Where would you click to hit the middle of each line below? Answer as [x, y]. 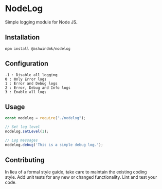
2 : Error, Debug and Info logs [38, 88]
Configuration [27, 64]
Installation [22, 37]
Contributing [25, 160]
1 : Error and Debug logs [31, 84]
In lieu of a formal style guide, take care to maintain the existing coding [76, 172]
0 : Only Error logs [26, 79]
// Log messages [21, 140]
